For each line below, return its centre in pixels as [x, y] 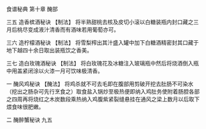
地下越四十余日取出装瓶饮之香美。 [49, 50]
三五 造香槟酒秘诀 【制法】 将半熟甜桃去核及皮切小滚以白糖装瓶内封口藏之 [100, 22]
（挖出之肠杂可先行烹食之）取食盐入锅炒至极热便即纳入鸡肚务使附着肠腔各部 [103, 91]
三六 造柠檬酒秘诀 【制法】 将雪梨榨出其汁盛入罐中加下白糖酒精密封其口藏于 [103, 42]
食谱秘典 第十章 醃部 [32, 9]
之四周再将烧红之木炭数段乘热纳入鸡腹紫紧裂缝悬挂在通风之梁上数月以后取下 [103, 99]
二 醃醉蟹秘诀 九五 [29, 120]
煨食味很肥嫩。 [25, 107]
